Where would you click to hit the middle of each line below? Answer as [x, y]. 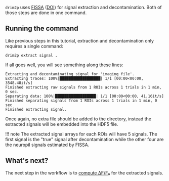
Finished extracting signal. [36, 109]
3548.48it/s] [19, 83]
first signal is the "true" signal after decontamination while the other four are [85, 139]
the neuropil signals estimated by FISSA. [47, 145]
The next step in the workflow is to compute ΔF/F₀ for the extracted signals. [84, 173]
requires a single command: [34, 46]
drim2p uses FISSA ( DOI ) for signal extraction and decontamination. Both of [83, 7]
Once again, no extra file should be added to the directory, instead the [78, 119]
